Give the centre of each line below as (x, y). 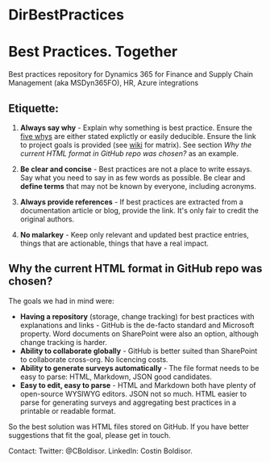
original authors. (47, 219)
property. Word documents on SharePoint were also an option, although (139, 334)
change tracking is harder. (63, 342)
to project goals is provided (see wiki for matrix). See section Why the (136, 145)
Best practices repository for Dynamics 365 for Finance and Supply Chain (131, 74)
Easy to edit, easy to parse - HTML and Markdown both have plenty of (138, 385)
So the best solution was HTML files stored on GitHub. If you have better (129, 427)
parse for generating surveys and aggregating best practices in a (128, 402)
